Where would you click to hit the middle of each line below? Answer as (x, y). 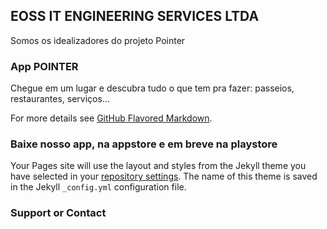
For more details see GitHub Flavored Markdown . (111, 118)
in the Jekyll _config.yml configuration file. (98, 187)
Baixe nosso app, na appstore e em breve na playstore (144, 144)
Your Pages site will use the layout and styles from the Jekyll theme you (158, 166)
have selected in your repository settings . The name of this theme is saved (164, 176)
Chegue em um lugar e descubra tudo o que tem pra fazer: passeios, (152, 88)
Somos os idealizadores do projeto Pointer (98, 40)
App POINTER (44, 66)
